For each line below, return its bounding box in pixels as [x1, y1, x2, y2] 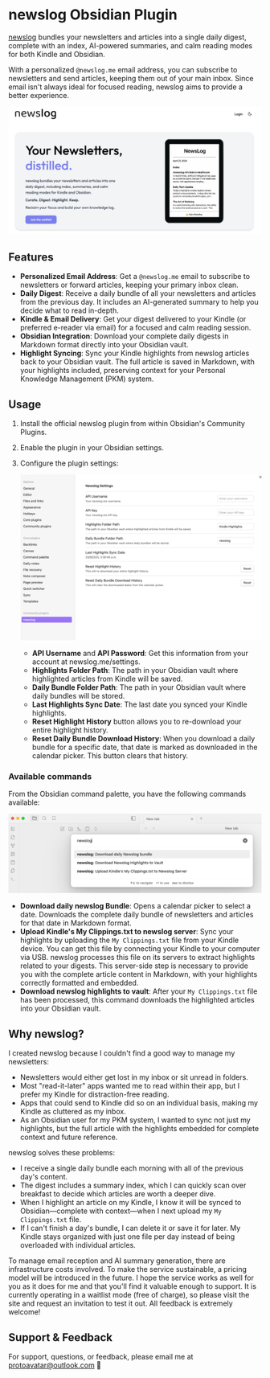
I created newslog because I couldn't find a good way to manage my [8, 1048, 235, 1058]
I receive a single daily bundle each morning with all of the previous [19, 1163, 243, 1173]
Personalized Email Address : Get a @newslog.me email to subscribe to [19, 272, 251, 281]
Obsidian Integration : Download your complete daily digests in [19, 331, 229, 341]
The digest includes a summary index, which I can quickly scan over [19, 1180, 247, 1191]
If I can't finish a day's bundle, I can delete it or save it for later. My [19, 1224, 241, 1233]
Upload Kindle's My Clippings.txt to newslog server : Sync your [19, 927, 234, 937]
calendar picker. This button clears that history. [31, 751, 189, 761]
